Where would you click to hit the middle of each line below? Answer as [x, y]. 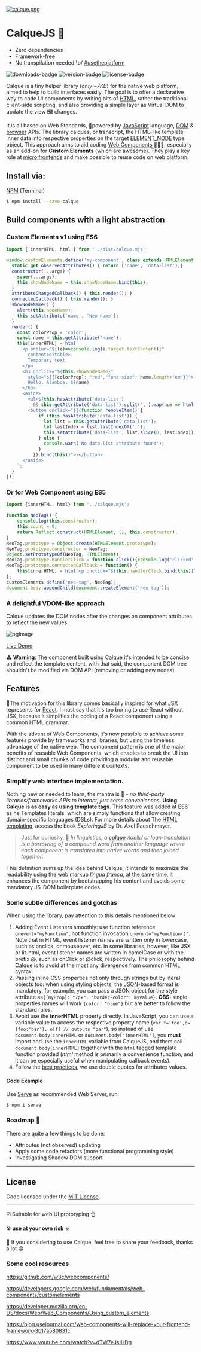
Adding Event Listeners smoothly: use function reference [85, 927]
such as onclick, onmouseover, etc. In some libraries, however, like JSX [103, 946]
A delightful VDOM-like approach [56, 603]
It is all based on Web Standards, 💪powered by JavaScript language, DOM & [100, 125]
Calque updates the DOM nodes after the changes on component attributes [99, 616]
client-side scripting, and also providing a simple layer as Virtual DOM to [95, 105]
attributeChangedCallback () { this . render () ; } [72, 294]
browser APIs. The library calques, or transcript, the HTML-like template [95, 132]
